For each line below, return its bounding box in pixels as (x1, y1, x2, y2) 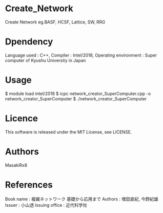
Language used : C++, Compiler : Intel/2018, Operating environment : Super (5, 52, 157, 58)
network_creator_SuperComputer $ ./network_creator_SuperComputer (5, 96, 147, 101)
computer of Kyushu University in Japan (5, 57, 86, 63)
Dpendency (5, 36, 53, 47)
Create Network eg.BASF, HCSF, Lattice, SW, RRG (5, 19, 106, 25)
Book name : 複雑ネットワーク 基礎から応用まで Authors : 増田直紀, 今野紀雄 (5, 196, 159, 202)
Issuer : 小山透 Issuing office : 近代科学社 (5, 202, 87, 208)
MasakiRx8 (5, 162, 28, 168)
